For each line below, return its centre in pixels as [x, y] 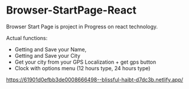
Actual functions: [27, 38]
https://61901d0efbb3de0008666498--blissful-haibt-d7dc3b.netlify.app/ [95, 80]
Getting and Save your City [48, 55]
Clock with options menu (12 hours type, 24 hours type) [82, 68]
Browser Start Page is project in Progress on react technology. [82, 27]
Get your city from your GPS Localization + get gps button [85, 62]
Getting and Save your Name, [50, 49]
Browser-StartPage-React [71, 10]
